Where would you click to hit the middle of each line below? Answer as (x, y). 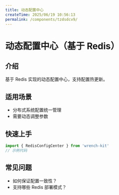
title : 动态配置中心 (24, 10)
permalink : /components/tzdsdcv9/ (42, 19)
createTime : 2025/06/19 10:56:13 (40, 15)
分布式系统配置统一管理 (37, 110)
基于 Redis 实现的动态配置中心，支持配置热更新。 (56, 80)
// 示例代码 (16, 150)
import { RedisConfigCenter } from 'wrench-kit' (57, 146)
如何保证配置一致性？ (35, 181)
